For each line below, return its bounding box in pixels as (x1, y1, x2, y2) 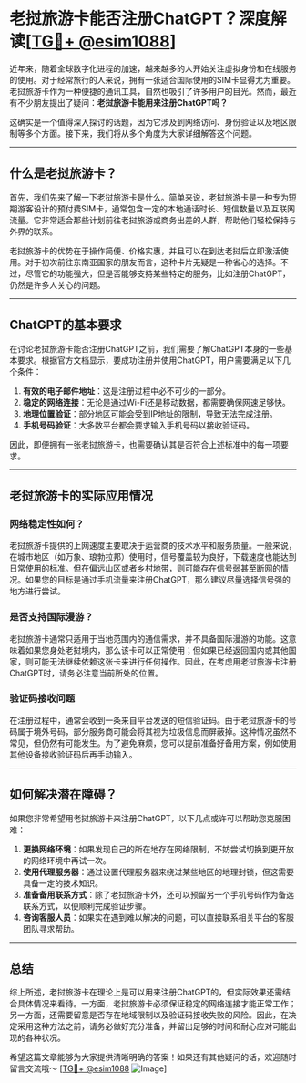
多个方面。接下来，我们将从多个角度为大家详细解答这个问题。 (25, 128, 257, 139)
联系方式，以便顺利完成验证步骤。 (22, 900, 151, 912)
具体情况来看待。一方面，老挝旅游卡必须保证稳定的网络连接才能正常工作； (16, 998, 297, 1009)
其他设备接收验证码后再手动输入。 (9, 748, 138, 759)
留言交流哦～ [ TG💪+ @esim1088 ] (9, 1063, 168, 1074)
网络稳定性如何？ (9, 517, 85, 530)
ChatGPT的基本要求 (9, 317, 122, 333)
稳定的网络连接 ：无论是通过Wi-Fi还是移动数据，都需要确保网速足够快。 (22, 397, 291, 407)
